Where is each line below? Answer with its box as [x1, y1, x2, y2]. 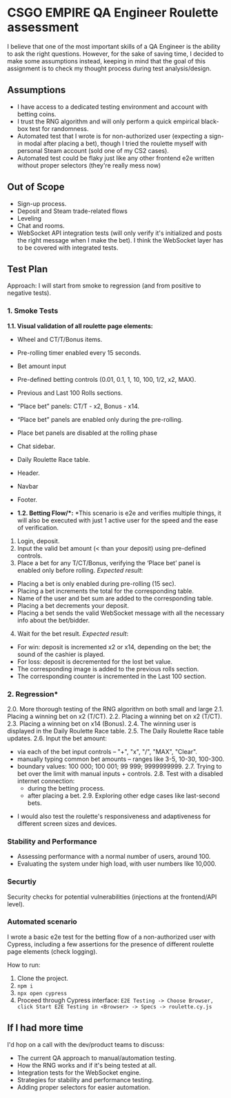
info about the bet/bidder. [17, 616, 90, 624]
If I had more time [7, 1022, 84, 1034]
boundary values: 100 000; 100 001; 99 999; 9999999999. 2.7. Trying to [17, 762, 222, 770]
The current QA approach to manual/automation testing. [17, 1053, 177, 1062]
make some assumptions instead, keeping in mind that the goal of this [7, 57, 205, 65]
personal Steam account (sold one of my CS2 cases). [17, 146, 169, 154]
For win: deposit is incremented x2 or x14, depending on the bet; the [17, 642, 212, 651]
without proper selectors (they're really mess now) [17, 161, 161, 170]
